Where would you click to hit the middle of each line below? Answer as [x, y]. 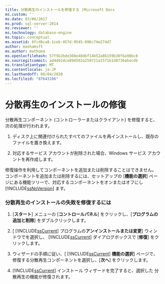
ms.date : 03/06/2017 [26, 19]
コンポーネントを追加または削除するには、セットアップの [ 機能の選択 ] [77, 176]
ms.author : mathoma [25, 51]
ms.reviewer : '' [22, 28]
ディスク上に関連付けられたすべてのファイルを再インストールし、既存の [85, 136]
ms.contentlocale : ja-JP [31, 70]
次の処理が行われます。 [29, 126]
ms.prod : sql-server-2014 [32, 24]
